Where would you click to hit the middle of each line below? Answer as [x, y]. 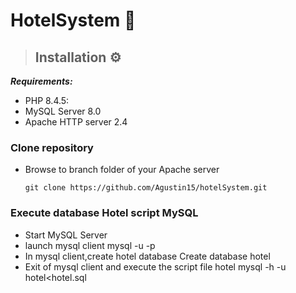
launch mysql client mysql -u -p [90, 245]
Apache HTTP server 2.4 [76, 122]
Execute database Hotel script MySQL [104, 213]
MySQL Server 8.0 [63, 111]
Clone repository [52, 147]
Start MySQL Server [66, 235]
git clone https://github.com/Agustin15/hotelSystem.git [146, 188]
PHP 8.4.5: [47, 100]
